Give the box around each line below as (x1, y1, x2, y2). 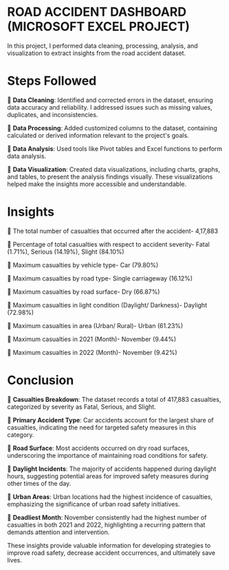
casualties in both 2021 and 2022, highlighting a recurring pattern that (7, 520, 206, 529)
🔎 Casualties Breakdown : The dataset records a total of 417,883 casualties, (7, 395, 221, 403)
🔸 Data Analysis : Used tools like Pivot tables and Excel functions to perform (7, 144, 223, 152)
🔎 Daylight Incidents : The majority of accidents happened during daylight (7, 465, 217, 473)
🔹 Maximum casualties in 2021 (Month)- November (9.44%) (7, 335, 177, 343)
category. (7, 430, 34, 438)
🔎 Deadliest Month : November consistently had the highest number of (7, 513, 207, 521)
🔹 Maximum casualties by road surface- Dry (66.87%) (7, 287, 160, 296)
